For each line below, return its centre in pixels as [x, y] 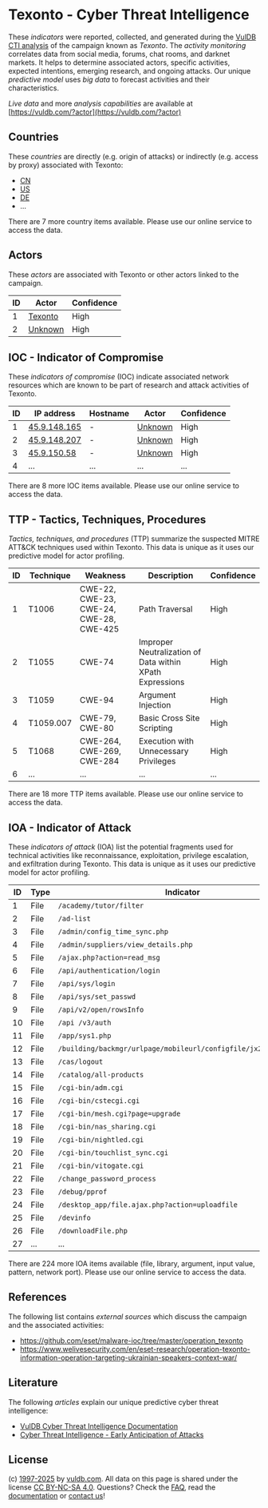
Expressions [162, 682]
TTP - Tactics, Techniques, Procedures [107, 519]
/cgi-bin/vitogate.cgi [101, 1166]
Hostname [109, 414]
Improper [156, 642]
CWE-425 [99, 629]
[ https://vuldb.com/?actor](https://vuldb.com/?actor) [95, 112]
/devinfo [75, 1218]
